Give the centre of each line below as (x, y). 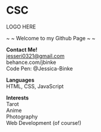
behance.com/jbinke (31, 62)
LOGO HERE (21, 27)
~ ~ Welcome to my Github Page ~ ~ (51, 38)
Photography (22, 117)
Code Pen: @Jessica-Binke (40, 68)
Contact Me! (22, 49)
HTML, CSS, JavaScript (35, 86)
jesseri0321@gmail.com (35, 56)
